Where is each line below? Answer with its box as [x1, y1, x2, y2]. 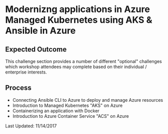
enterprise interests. [5, 69, 47, 75]
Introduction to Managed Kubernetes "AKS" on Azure [12, 102, 123, 108]
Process [5, 84, 32, 92]
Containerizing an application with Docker [12, 107, 100, 114]
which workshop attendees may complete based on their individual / [5, 64, 147, 70]
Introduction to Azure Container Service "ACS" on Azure [12, 113, 129, 119]
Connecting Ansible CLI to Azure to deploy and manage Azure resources [12, 97, 163, 103]
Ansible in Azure [5, 25, 76, 36]
